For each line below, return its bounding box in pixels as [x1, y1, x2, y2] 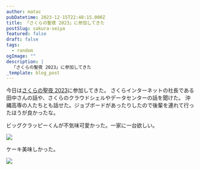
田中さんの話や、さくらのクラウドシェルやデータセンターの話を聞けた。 [6, 94, 184, 101]
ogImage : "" [6, 53, 36, 59]
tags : [6, 42, 20, 48]
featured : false [6, 31, 47, 37]
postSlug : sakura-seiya [6, 25, 66, 32]
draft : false [6, 36, 39, 42]
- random [11, 48, 33, 54]
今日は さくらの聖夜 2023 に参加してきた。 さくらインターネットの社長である [6, 87, 195, 94]
